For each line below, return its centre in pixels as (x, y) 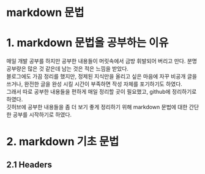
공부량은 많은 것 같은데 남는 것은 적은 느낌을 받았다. (67, 69)
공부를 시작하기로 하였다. (42, 115)
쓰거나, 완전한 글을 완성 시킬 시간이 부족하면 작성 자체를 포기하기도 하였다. (94, 84)
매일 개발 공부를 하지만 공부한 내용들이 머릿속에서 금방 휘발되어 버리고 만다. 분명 (102, 61)
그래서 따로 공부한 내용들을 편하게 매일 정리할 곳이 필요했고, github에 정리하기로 (102, 92)
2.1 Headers (29, 165)
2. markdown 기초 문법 (63, 142)
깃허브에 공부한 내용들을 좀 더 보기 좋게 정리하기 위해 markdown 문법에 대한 (97, 107)
